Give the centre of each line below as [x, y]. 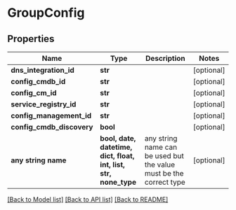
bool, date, [118, 138]
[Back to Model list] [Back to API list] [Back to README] [88, 199]
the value [160, 164]
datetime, [116, 147]
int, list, [112, 164]
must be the [164, 173]
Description [165, 58]
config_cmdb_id [38, 82]
